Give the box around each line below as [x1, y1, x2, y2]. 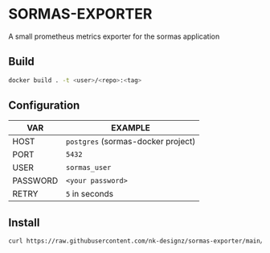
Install [8, 215, 40, 230]
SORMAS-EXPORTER [8, 5, 153, 23]
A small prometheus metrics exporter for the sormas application [8, 31, 220, 41]
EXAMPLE [111, 122, 151, 134]
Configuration [8, 98, 80, 113]
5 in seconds [65, 189, 114, 200]
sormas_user [65, 163, 112, 172]
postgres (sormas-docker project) [65, 136, 196, 147]
